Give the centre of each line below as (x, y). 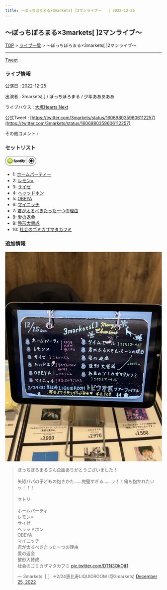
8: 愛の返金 (24, 217)
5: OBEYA (22, 199)
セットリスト (21, 147)
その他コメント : (22, 133)
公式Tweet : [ (19, 118)
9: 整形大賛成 (26, 223)
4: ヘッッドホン (28, 193)
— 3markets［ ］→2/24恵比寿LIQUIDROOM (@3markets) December (87, 577)
